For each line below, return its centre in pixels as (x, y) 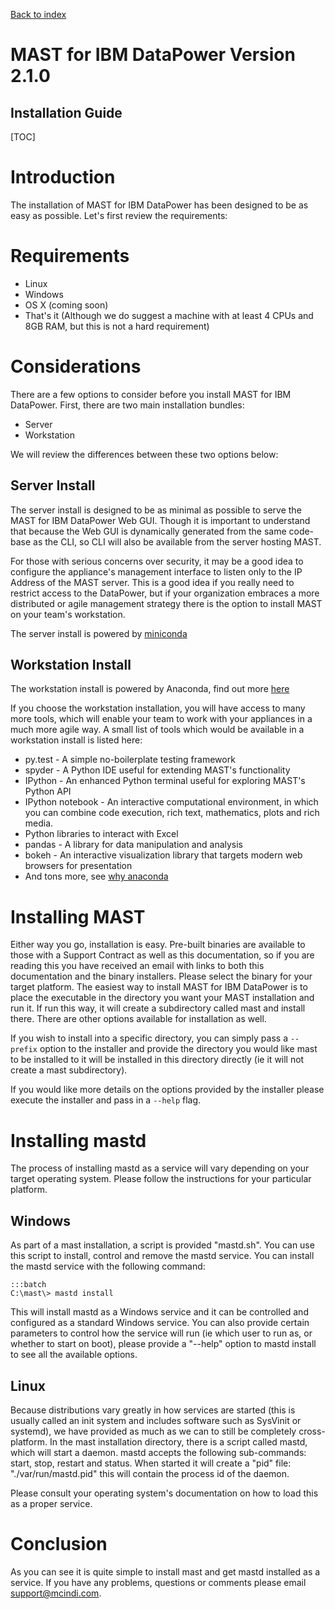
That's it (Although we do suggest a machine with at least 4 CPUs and (169, 315)
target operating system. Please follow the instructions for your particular (161, 1179)
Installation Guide (66, 112)
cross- (312, 1431)
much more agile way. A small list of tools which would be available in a (157, 730)
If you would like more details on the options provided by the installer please (167, 1090)
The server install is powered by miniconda (99, 633)
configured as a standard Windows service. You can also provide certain (160, 1323)
